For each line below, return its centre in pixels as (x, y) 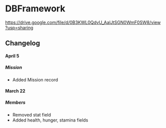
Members (15, 103)
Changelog (23, 43)
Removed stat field (32, 115)
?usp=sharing (19, 27)
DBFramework (35, 9)
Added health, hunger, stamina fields (50, 120)
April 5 (12, 56)
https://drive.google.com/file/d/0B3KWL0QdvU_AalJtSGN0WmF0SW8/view (83, 22)
